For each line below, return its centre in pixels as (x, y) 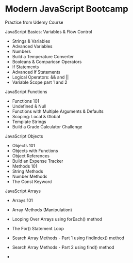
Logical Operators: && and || (40, 77)
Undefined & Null (29, 106)
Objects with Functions (35, 151)
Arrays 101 (22, 200)
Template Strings (29, 122)
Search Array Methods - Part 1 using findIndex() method (68, 238)
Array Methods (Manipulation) (42, 210)
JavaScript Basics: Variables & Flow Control (49, 31)
